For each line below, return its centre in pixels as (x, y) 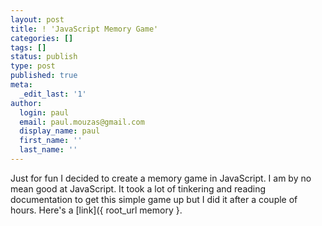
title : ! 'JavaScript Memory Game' (84, 29)
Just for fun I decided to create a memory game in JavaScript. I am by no (161, 178)
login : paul (44, 112)
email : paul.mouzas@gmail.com (82, 122)
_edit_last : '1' (53, 94)
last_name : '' (48, 150)
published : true (44, 76)
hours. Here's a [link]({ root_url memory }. (96, 210)
